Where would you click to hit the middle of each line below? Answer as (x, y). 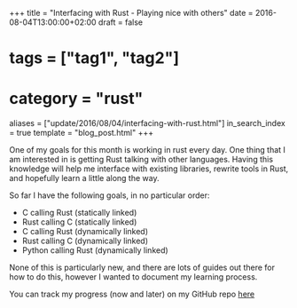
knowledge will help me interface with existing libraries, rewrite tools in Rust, (149, 169)
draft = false (121, 22)
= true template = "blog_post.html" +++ (81, 133)
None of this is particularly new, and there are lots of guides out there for (142, 268)
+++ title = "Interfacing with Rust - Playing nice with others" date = (132, 13)
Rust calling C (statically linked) (79, 222)
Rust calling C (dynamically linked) (85, 241)
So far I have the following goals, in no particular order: (109, 195)
